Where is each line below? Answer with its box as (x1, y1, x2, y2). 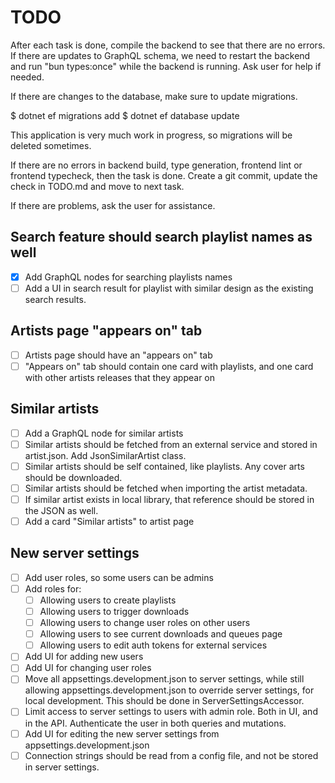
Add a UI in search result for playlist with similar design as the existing (24, 282, 314, 294)
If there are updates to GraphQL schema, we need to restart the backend (10, 49, 311, 61)
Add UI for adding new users (24, 651, 144, 663)
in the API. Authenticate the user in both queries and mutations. (24, 717, 287, 729)
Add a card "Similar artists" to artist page (24, 515, 195, 527)
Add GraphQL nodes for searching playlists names (24, 271, 233, 283)
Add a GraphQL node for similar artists (24, 427, 184, 439)
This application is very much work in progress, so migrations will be (10, 129, 293, 141)
